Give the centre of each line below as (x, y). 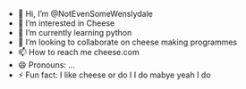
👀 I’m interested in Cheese (66, 23)
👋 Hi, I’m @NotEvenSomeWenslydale (85, 14)
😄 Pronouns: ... (47, 65)
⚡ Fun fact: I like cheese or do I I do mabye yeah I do (115, 75)
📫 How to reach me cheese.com (79, 52)
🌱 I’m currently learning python (75, 32)
